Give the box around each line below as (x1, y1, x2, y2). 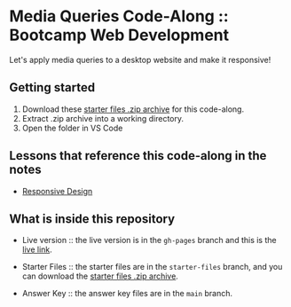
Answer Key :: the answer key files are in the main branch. (21, 288, 233, 299)
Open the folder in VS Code (21, 122, 123, 133)
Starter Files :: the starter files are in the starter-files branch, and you (21, 262, 283, 272)
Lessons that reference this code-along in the (9, 148, 267, 163)
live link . (21, 244, 53, 255)
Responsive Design (21, 185, 93, 196)
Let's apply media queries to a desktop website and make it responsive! (9, 54, 271, 65)
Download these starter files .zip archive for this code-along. (21, 104, 245, 114)
